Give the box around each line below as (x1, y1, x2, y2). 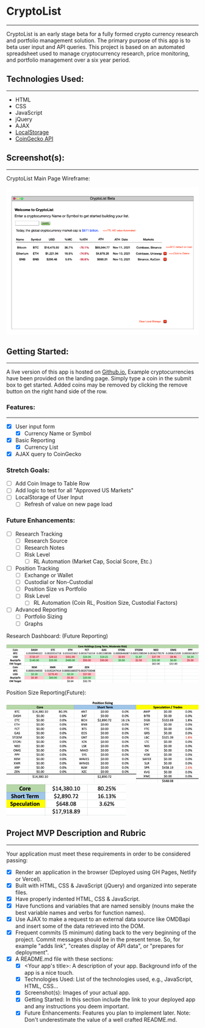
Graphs (24, 619, 43, 627)
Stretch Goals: (6, 466, 50, 475)
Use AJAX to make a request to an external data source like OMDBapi (15, 915, 190, 923)
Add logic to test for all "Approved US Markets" (15, 487, 134, 494)
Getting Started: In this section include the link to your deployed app (24, 996, 196, 1004)
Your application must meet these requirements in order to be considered (6, 850, 191, 857)
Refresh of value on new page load (24, 500, 113, 508)
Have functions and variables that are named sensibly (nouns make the (15, 902, 194, 909)
